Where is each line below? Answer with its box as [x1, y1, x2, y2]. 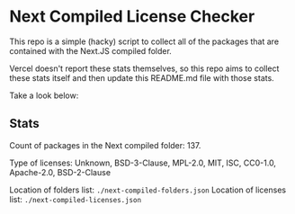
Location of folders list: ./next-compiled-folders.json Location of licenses [9, 184, 286, 195]
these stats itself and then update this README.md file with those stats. [9, 72, 274, 83]
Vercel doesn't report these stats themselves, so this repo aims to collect [9, 63, 280, 74]
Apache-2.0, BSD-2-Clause [9, 166, 111, 177]
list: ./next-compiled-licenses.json [9, 193, 142, 204]
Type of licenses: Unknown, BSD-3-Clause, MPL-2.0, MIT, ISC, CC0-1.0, [9, 157, 277, 168]
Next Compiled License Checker [9, 6, 255, 27]
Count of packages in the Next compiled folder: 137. [9, 139, 201, 150]
